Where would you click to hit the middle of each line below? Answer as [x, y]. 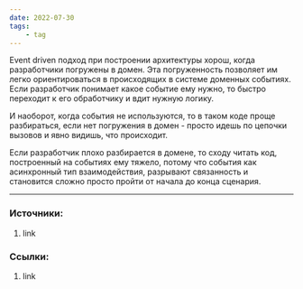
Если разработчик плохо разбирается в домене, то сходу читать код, [143, 153]
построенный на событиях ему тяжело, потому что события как [133, 163]
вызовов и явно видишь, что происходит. [89, 135]
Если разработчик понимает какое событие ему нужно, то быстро [138, 89]
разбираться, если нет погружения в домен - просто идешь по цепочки [148, 126]
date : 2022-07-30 [42, 18]
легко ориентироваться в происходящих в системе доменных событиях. [150, 79]
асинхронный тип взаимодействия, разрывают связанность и [129, 172]
